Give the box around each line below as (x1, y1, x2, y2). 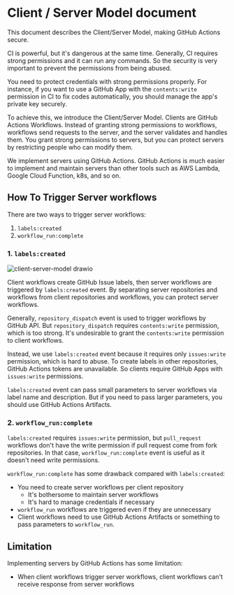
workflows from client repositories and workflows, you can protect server (7, 293, 219, 301)
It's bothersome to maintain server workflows (27, 491, 159, 499)
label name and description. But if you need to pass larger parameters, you (7, 393, 223, 401)
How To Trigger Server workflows (7, 192, 157, 203)
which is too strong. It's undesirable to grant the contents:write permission (7, 329, 224, 337)
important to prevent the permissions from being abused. (7, 64, 172, 72)
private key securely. (7, 99, 68, 108)
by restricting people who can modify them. (7, 143, 133, 151)
